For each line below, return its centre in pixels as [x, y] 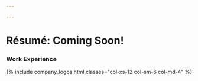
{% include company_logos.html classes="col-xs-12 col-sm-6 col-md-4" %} [99, 72]
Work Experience [32, 59]
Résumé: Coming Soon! [65, 41]
